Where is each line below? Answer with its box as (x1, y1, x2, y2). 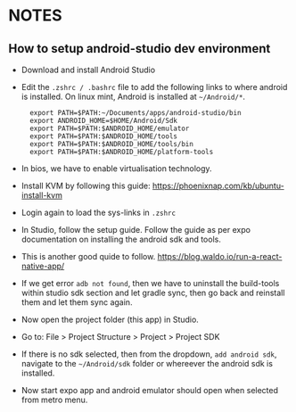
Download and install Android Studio (21, 64, 156, 75)
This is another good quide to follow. (21, 251, 156, 261)
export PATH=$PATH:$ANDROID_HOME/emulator (29, 124, 190, 133)
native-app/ (21, 260, 65, 271)
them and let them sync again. (21, 297, 133, 308)
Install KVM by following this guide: (21, 180, 151, 191)
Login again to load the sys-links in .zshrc (21, 207, 176, 218)
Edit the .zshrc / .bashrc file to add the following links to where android (21, 82, 288, 92)
